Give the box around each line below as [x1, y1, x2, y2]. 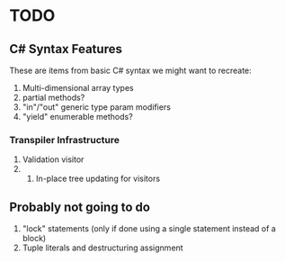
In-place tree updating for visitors [35, 173, 160, 185]
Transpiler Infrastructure [9, 133, 120, 146]
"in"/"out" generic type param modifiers [22, 102, 171, 113]
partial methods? [22, 92, 85, 103]
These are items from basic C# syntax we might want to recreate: [9, 65, 252, 76]
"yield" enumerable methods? [22, 112, 133, 122]
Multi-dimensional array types [22, 83, 134, 93]
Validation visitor [22, 154, 85, 165]
